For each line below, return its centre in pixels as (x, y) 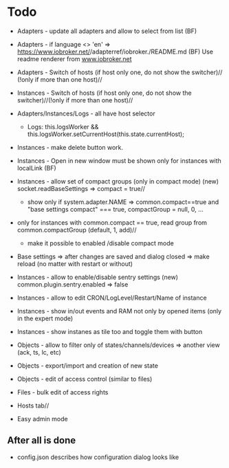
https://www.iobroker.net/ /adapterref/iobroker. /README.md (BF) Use (115, 52)
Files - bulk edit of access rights (63, 392)
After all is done (42, 441)
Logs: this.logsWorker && (63, 126)
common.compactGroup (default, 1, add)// (77, 230)
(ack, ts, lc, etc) (39, 352)
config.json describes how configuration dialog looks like (98, 457)
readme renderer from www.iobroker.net (74, 58)
